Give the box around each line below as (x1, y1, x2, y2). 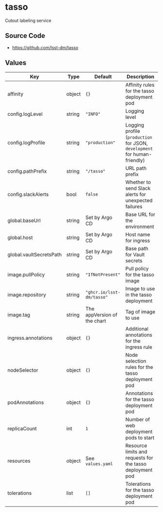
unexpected (125, 197, 153, 203)
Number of (125, 416, 150, 422)
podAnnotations (7, 399, 44, 405)
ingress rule (125, 344, 153, 350)
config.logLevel (7, 110, 43, 117)
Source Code (5, 32, 45, 40)
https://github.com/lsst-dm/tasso (12, 44, 79, 50)
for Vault (125, 251, 145, 258)
